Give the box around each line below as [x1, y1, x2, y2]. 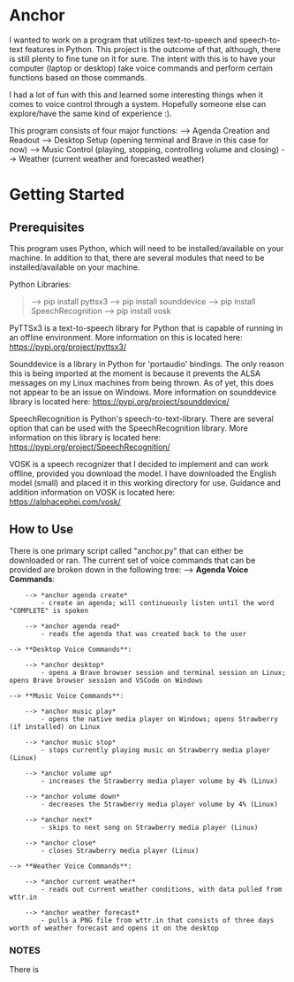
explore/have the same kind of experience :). [9, 108, 172, 119]
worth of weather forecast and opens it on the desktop [9, 924, 219, 932]
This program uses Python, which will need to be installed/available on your [9, 242, 284, 253]
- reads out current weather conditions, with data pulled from [41, 885, 283, 894]
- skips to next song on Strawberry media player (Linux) [41, 823, 259, 832]
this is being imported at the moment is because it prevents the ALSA [9, 368, 261, 379]
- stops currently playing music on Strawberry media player [41, 745, 271, 755]
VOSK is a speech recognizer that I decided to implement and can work [9, 458, 269, 469]
